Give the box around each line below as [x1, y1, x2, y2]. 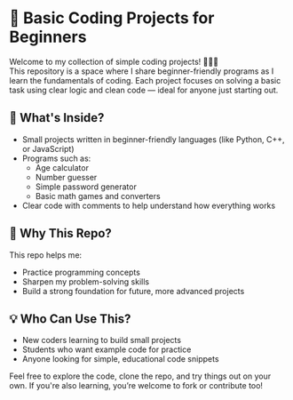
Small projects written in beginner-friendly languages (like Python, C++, [21, 133, 285, 145]
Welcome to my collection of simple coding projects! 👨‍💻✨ [9, 56, 219, 67]
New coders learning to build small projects [21, 335, 182, 346]
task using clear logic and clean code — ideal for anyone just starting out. [9, 84, 279, 95]
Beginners [9, 27, 87, 47]
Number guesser [35, 172, 98, 182]
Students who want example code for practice [21, 344, 192, 355]
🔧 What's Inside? [9, 110, 105, 125]
